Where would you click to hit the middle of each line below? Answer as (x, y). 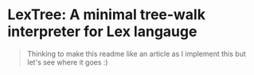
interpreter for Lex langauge (102, 32)
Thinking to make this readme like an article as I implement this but (136, 53)
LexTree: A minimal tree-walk (107, 15)
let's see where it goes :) (67, 62)
